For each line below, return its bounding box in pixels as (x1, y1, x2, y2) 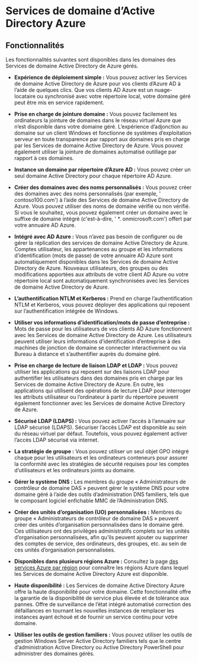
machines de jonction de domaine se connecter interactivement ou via (14, 344, 186, 351)
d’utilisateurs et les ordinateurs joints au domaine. (14, 467, 136, 473)
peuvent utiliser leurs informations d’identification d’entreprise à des (14, 338, 181, 345)
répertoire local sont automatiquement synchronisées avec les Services (14, 277, 190, 284)
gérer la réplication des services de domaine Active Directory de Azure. (14, 239, 189, 246)
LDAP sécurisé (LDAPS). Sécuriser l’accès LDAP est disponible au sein (14, 424, 187, 431)
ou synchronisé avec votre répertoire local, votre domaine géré (37, 93, 191, 100)
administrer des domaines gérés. (14, 650, 95, 657)
